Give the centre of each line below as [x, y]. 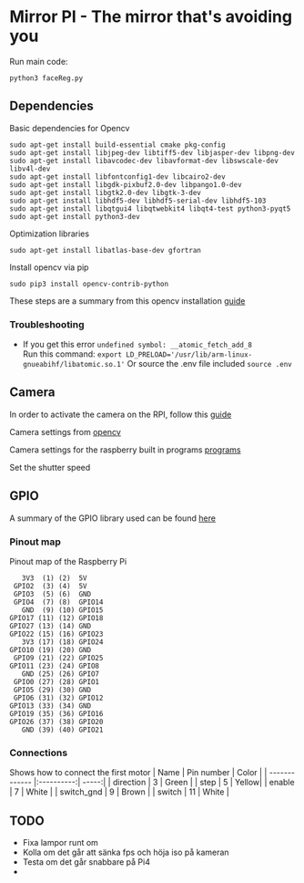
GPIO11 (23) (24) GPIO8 [55, 666]
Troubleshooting [47, 324]
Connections [39, 753]
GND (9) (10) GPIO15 [62, 610]
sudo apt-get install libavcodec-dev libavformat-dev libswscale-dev [144, 161]
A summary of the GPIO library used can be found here [113, 518]
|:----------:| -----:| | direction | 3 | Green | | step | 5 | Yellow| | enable [164, 783]
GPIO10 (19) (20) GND [51, 649]
